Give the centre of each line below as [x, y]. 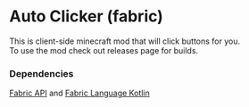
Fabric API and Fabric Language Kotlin [79, 93]
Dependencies [41, 73]
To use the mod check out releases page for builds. [104, 50]
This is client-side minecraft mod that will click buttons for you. [125, 41]
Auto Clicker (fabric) [86, 16]
